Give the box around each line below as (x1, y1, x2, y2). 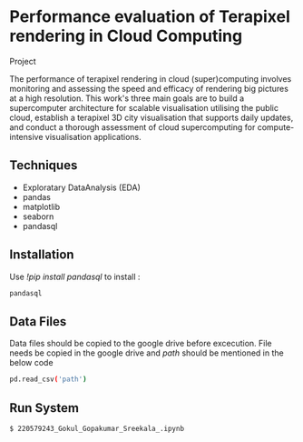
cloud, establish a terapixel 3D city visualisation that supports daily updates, (9, 112, 294, 123)
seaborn (22, 211, 54, 222)
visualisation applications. (44, 131, 142, 142)
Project (9, 55, 36, 66)
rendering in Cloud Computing (9, 25, 243, 46)
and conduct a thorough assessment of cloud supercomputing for (9, 121, 256, 133)
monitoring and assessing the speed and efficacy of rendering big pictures (9, 83, 288, 94)
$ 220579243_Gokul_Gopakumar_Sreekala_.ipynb (9, 424, 184, 433)
